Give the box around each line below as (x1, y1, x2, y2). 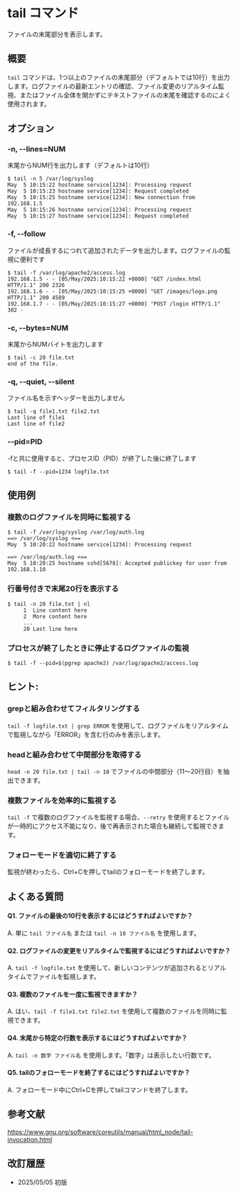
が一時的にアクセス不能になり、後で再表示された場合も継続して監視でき (7, 822, 219, 831)
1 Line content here (23, 607, 87, 614)
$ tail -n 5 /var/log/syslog (7, 176, 94, 183)
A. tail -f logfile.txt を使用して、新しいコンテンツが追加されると (7, 963, 208, 972)
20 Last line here (23, 625, 78, 632)
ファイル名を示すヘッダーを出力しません (7, 394, 126, 402)
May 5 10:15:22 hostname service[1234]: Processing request (7, 181, 193, 189)
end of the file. (7, 360, 59, 368)
